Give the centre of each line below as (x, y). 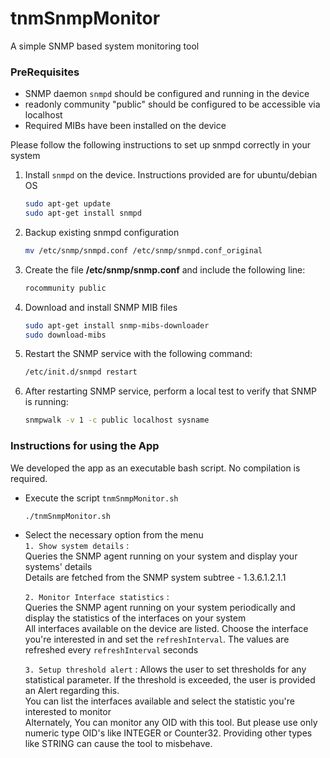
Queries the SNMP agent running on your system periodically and (160, 608)
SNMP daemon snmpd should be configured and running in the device (167, 94)
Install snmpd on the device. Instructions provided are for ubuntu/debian (171, 175)
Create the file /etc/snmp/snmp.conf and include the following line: (165, 269)
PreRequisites (45, 72)
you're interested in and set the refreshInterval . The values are (157, 639)
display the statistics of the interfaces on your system (135, 618)
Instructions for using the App (85, 446)
